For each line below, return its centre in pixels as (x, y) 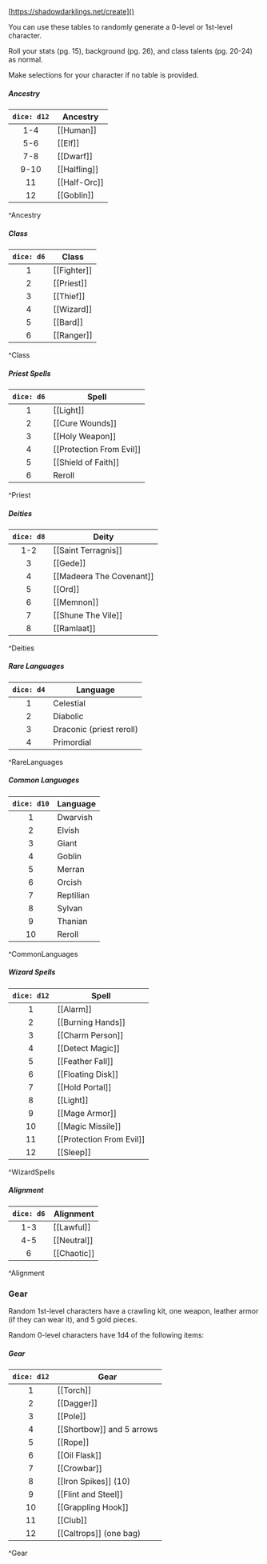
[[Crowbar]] (80, 1469)
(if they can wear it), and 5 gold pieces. (73, 1320)
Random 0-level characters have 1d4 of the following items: (106, 1335)
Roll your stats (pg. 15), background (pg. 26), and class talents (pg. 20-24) (131, 51)
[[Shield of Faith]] (86, 462)
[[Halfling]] (78, 169)
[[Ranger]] (73, 335)
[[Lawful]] (72, 1227)
